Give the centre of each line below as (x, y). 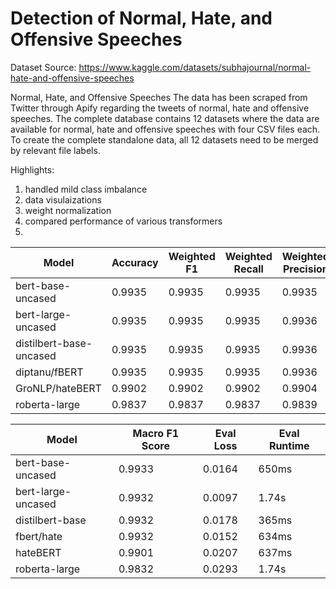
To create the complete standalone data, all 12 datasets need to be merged (164, 139)
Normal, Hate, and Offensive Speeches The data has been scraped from (159, 97)
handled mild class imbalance (86, 189)
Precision (305, 269)
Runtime (289, 445)
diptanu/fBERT (49, 372)
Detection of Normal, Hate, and (141, 18)
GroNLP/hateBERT (58, 388)
